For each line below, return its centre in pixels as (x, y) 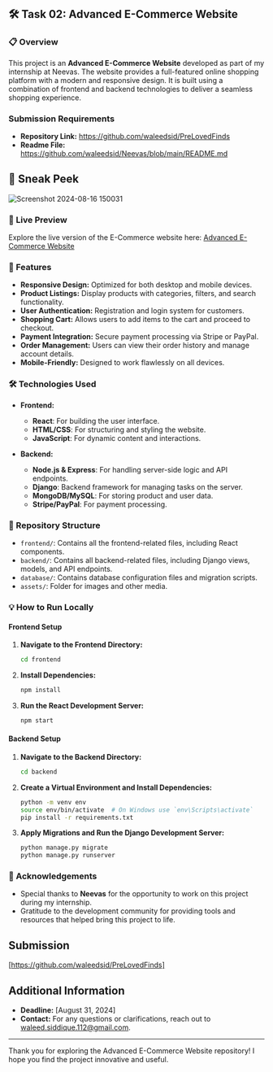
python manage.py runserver (67, 856)
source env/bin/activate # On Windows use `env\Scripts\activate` (136, 810)
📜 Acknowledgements (53, 876)
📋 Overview (33, 42)
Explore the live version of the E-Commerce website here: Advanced (123, 237)
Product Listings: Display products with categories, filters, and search (138, 294)
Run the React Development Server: (82, 705)
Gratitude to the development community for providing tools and (128, 911)
